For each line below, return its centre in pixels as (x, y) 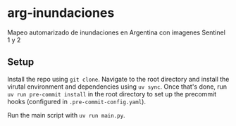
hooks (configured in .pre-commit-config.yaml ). (77, 101)
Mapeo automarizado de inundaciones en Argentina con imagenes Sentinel (116, 32)
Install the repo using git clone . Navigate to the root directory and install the (118, 79)
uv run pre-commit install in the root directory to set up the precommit (112, 94)
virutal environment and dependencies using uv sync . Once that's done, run (117, 87)
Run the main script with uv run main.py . (66, 115)
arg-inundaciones (61, 13)
